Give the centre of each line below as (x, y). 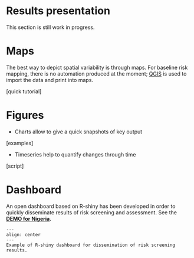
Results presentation (58, 11)
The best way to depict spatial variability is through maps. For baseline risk (97, 67)
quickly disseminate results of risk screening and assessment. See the (91, 212)
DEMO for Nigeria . (29, 218)
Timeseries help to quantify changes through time (75, 154)
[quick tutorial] (24, 91)
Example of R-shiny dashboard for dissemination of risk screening (91, 245)
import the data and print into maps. (50, 80)
